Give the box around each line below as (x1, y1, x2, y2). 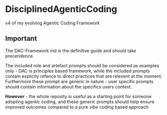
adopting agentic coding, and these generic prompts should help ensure (5, 99, 154, 105)
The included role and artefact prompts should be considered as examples (5, 62, 159, 68)
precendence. (5, 53, 34, 59)
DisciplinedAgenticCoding (5, 3, 117, 15)
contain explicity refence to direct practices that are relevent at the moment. (5, 73, 162, 79)
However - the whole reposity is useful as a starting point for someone (5, 93, 152, 99)
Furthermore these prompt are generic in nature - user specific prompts (5, 78, 154, 84)
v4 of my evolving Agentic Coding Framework (5, 20, 100, 26)
